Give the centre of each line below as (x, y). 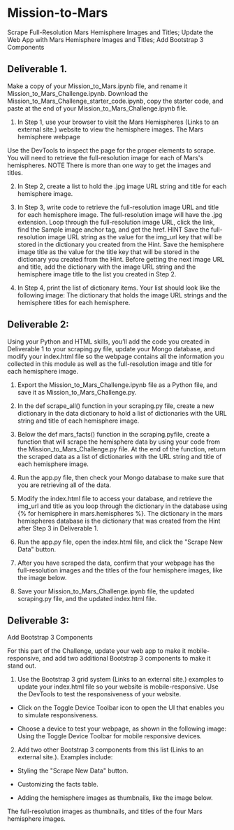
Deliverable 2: (38, 324)
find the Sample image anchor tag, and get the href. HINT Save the (113, 230)
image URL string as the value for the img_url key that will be (135, 237)
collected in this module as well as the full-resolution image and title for (110, 364)
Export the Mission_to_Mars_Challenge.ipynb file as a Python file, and (117, 385)
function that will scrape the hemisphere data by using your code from (118, 442)
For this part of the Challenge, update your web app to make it (97, 651)
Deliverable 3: (38, 620)
